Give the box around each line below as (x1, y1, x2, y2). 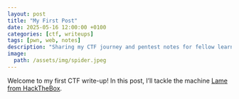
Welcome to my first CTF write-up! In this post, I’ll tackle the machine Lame (7, 76, 228, 85)
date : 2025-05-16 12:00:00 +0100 (7, 24, 107, 31)
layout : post (7, 10, 46, 18)
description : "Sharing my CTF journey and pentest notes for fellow (7, 43, 215, 51)
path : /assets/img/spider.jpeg (14, 57, 107, 64)
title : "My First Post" (7, 17, 78, 24)
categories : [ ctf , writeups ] (7, 30, 94, 38)
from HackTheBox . (7, 83, 63, 93)
